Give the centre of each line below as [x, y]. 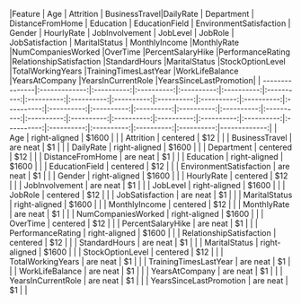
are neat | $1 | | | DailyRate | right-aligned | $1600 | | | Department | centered [151, 147]
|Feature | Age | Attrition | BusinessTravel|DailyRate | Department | [132, 14]
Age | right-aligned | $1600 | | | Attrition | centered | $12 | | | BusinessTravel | [150, 138]
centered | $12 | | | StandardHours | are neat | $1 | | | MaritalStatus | [134, 243]
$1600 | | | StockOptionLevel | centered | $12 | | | [133, 252]
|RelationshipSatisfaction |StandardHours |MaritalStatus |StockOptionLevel [147, 61]
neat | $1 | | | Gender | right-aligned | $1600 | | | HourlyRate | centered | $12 [149, 176]
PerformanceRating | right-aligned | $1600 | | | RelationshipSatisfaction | [143, 233]
